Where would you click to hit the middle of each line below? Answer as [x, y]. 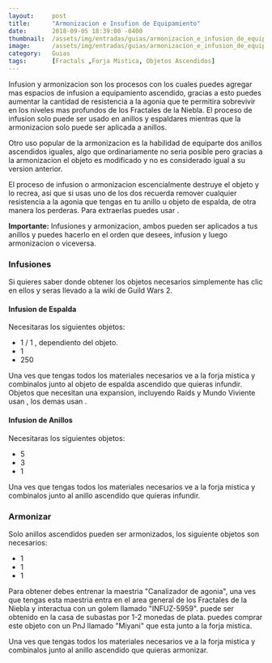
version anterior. [36, 169]
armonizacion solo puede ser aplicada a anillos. [88, 127]
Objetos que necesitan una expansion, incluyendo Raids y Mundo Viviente [132, 393]
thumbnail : [27, 38]
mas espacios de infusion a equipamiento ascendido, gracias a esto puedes [135, 92]
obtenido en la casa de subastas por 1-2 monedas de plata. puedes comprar [136, 617]
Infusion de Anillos [40, 420]
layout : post [38, 16]
